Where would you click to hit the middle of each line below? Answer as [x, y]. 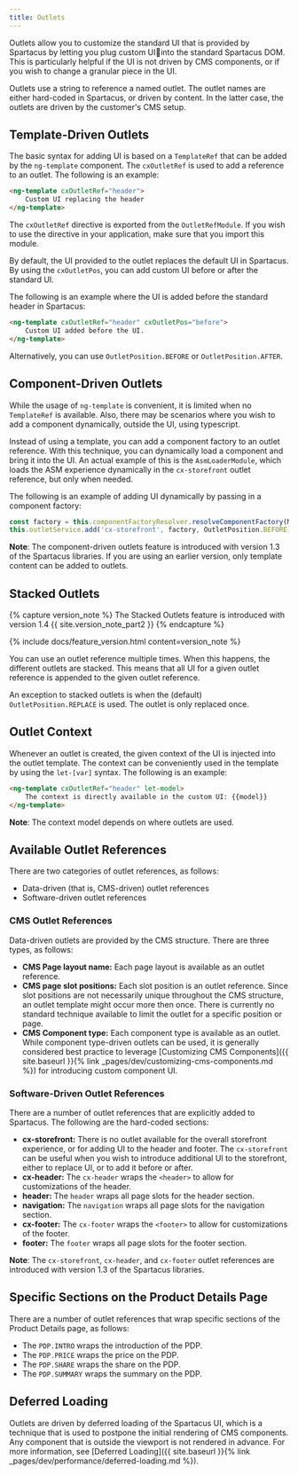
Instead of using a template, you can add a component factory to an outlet [145, 441]
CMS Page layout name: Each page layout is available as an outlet [143, 967]
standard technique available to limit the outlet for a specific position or [152, 1014]
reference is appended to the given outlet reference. [105, 678]
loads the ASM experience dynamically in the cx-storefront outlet [130, 469]
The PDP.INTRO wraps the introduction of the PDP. [112, 1346]
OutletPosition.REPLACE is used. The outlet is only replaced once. [129, 704]
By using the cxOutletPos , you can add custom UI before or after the [134, 271]
